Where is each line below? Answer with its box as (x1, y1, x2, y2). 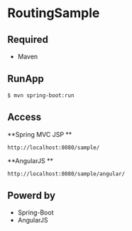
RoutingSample (7, 5, 100, 21)
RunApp (7, 73, 45, 85)
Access (7, 111, 41, 123)
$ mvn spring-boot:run (7, 91, 75, 99)
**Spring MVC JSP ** (7, 130, 72, 138)
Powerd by (7, 190, 55, 202)
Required (7, 34, 48, 46)
